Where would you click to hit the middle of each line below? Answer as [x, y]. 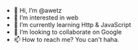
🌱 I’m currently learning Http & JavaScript [72, 25]
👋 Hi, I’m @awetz [38, 10]
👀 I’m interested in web [46, 18]
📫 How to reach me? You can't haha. [66, 40]
